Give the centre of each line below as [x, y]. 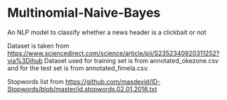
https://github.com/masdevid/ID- [113, 81]
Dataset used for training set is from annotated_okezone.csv [132, 60]
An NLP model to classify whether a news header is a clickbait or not [107, 32]
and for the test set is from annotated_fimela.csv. [78, 68]
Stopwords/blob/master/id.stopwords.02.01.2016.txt [82, 89]
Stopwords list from [36, 81]
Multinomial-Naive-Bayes [84, 13]
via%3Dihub [25, 60]
